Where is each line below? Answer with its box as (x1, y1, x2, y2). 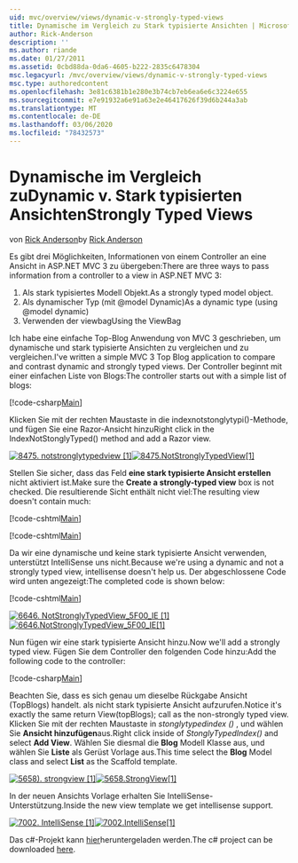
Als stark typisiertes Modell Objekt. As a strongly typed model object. (21, 287, 273, 297)
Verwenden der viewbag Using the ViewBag (21, 315, 182, 326)
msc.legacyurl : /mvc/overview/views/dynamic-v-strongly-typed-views (9, 71, 268, 80)
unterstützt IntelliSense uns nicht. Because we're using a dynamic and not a (9, 557, 284, 567)
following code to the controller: (9, 655, 126, 666)
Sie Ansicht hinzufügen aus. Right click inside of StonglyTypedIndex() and (9, 727, 278, 738)
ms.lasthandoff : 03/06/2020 (9, 121, 114, 130)
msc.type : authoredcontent (9, 79, 109, 88)
